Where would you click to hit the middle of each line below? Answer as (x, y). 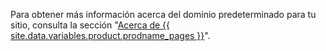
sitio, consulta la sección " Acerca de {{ (90, 25)
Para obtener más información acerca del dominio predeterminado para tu (163, 14)
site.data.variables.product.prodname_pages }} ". (110, 35)
